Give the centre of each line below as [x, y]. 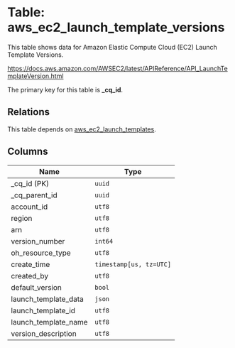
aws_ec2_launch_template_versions [116, 27]
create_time [31, 264]
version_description [44, 333]
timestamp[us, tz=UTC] [133, 264]
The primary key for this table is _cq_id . [65, 89]
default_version [37, 287]
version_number [38, 241]
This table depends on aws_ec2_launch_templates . [82, 129]
